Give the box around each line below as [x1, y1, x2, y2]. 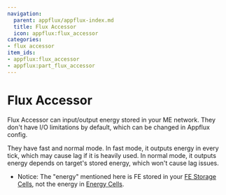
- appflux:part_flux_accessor [7, 62, 96, 69]
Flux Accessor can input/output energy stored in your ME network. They [7, 115, 216, 124]
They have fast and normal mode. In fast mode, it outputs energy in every [7, 144, 219, 152]
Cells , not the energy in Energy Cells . [17, 180, 125, 188]
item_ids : [7, 50, 36, 57]
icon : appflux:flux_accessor [13, 29, 99, 37]
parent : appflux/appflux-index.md [13, 17, 114, 24]
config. [7, 130, 28, 138]
